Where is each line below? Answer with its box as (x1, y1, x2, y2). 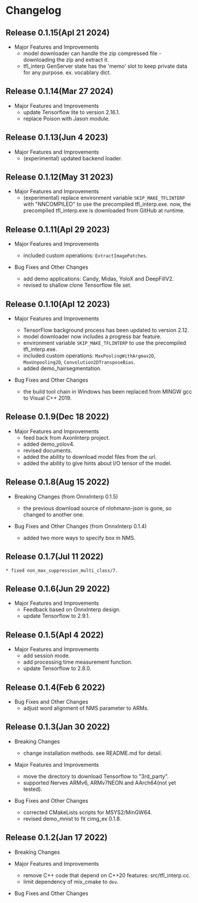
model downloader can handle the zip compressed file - (23, 50, 162, 57)
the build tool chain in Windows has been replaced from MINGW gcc (23, 388, 193, 395)
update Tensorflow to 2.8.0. (23, 665, 92, 672)
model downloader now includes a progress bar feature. (23, 333, 162, 340)
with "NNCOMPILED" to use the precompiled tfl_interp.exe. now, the (23, 200, 191, 208)
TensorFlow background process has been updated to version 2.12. (23, 326, 190, 334)
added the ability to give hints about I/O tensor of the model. (23, 460, 172, 467)
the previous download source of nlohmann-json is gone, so (23, 505, 172, 512)
